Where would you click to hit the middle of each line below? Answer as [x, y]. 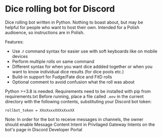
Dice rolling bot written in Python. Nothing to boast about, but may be [74, 22]
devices [20, 56]
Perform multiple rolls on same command [53, 61]
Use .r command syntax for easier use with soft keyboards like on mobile [85, 51]
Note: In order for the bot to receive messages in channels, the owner [74, 119]
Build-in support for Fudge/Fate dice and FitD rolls [62, 77]
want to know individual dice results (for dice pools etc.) [68, 71]
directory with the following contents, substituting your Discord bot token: [78, 101]
